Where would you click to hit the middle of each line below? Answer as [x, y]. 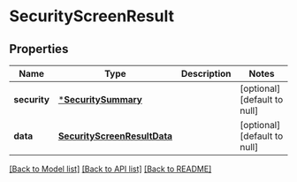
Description [206, 74]
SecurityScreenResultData [115, 136]
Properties [39, 49]
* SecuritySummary [100, 99]
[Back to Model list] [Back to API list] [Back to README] [110, 169]
